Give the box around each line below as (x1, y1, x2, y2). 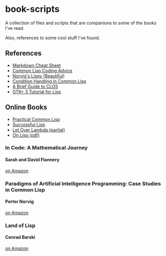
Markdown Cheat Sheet (12, 62, 61, 68)
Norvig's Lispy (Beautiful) (12, 73, 65, 79)
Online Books (5, 103, 47, 112)
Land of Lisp (5, 222, 36, 229)
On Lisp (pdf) (12, 132, 40, 138)
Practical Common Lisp (12, 116, 61, 122)
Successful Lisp (12, 122, 46, 128)
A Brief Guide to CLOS (12, 83, 58, 89)
